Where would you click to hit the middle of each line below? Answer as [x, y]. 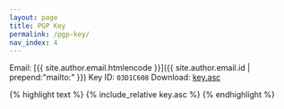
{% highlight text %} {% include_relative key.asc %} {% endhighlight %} [142, 95]
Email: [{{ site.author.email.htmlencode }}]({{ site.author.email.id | [130, 68]
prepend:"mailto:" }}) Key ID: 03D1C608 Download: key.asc [115, 78]
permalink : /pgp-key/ [50, 34]
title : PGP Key [38, 26]
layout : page [34, 17]
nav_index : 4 [34, 42]
